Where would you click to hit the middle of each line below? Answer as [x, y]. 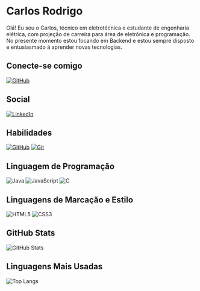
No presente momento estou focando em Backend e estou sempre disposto [100, 40]
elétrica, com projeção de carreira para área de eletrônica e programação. [98, 34]
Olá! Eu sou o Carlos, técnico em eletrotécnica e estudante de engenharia [98, 28]
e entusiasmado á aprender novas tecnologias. [64, 47]
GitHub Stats [31, 233]
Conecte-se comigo [44, 66]
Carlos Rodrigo [45, 11]
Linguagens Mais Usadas [55, 267]
